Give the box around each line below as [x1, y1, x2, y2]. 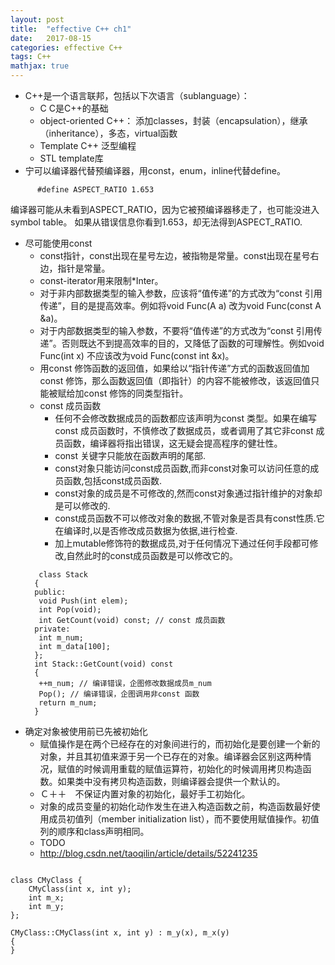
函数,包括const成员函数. [63, 475, 163, 486]
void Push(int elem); [38, 596, 129, 606]
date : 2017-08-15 [10, 33, 92, 43]
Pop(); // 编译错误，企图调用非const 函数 [38, 689, 200, 699]
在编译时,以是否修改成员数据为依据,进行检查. [54, 525, 238, 536]
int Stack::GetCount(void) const [34, 659, 174, 669]
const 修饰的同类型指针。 [83, 387, 189, 399]
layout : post [10, 14, 65, 25]
